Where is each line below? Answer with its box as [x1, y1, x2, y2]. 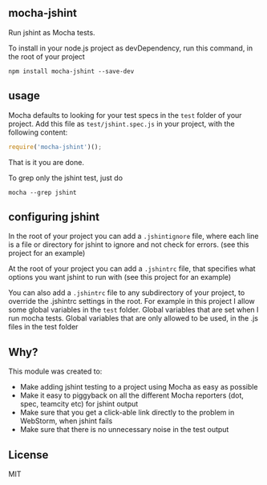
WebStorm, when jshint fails [19, 416, 113, 426]
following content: [8, 127, 68, 137]
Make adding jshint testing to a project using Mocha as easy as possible [19, 382, 258, 392]
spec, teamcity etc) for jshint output [19, 399, 139, 409]
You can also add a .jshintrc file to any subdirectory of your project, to [8, 288, 245, 297]
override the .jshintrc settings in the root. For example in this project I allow [8, 297, 255, 306]
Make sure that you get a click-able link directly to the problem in [19, 408, 235, 418]
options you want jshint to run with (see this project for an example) [8, 273, 232, 282]
